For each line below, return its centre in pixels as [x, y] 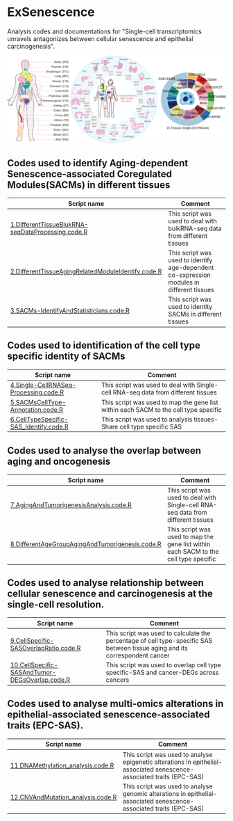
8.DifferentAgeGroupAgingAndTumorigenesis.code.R [86, 544]
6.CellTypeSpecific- [39, 419]
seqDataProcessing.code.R [49, 232]
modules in [184, 282]
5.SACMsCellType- [38, 402]
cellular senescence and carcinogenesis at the [110, 594]
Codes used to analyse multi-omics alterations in [115, 704]
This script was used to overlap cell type [164, 665]
